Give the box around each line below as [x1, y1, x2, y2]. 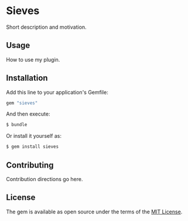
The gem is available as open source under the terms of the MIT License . [6, 208, 183, 215]
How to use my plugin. [6, 56, 60, 63]
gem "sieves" [6, 100, 38, 106]
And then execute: [6, 110, 50, 118]
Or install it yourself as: [6, 132, 61, 140]
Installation [6, 73, 48, 83]
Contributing [6, 160, 54, 170]
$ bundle [6, 122, 28, 128]
